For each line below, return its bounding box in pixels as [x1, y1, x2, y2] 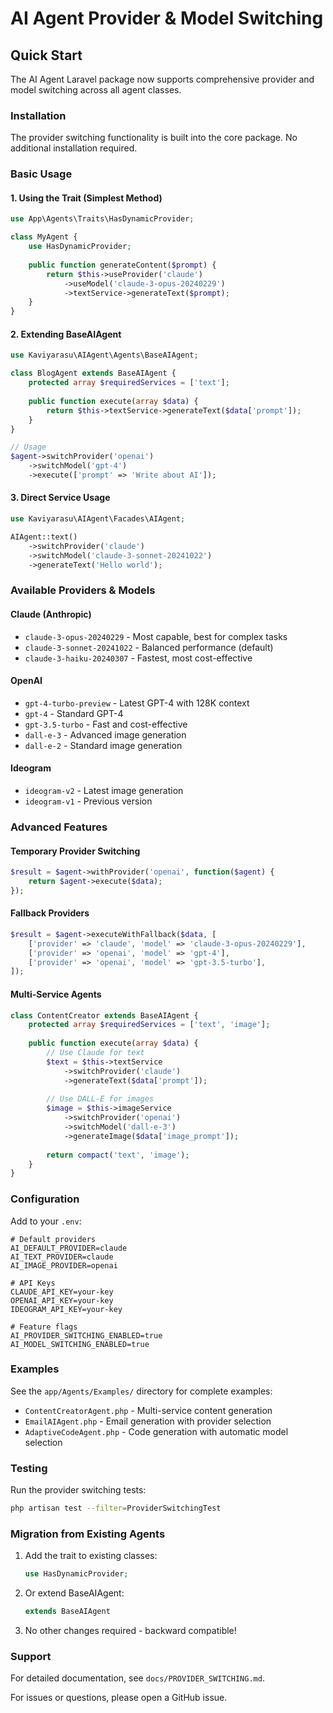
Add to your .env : [10, 1215, 82, 1227]
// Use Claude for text [46, 1048, 145, 1058]
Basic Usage [10, 167, 73, 181]
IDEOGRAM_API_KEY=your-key [10, 1304, 123, 1314]
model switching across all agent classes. [10, 84, 182, 96]
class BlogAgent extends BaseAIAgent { [10, 368, 177, 379]
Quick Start [10, 47, 83, 64]
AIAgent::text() [10, 532, 78, 542]
